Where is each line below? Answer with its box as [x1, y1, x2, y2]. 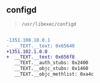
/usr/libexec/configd [21, 21, 76, 27]
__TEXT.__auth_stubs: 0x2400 [14, 60, 88, 66]
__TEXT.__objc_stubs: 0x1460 [14, 65, 88, 72]
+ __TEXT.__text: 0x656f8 [6, 54, 75, 60]
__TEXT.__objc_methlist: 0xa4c [14, 71, 95, 78]
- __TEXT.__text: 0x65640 [6, 43, 75, 49]
